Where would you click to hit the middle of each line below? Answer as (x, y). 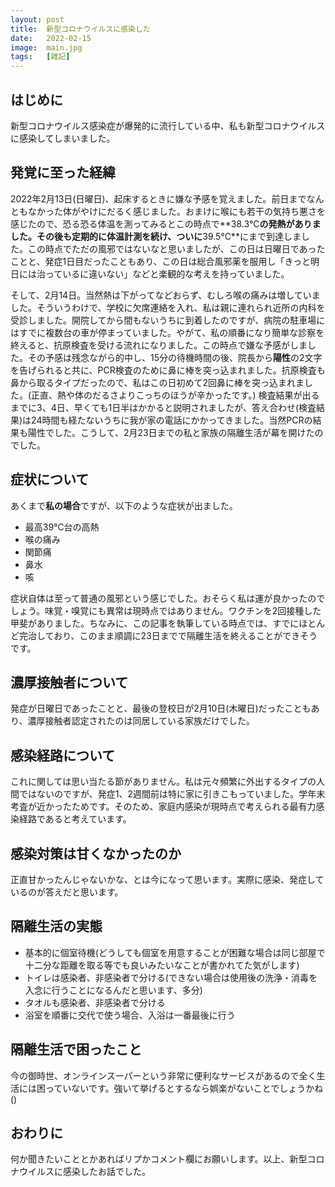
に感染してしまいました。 (63, 138)
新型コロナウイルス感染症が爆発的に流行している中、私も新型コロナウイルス (168, 125)
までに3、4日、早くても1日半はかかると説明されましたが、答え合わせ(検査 (163, 407)
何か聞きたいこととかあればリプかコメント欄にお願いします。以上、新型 (159, 1159)
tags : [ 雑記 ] (40, 57)
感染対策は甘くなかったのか (96, 853)
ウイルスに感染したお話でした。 (84, 1172)
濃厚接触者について (69, 682)
